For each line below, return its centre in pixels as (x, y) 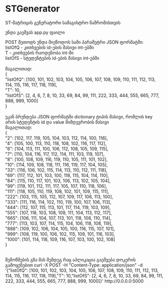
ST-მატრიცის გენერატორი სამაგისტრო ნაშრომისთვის (63, 23)
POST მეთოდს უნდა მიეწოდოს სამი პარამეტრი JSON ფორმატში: (74, 42)
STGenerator (33, 9)
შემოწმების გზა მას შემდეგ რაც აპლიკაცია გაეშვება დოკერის (70, 259)
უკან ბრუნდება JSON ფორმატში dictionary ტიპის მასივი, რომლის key (79, 116)
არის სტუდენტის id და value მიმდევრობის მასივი (57, 122)
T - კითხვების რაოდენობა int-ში (39, 53)
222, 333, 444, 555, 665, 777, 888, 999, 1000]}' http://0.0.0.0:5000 (74, 281)
